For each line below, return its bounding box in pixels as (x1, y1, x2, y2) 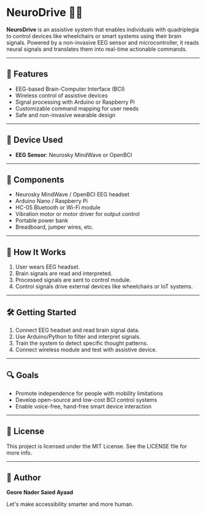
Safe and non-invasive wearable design (15, 111, 116, 118)
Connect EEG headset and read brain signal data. (15, 326, 140, 334)
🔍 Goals (6, 370, 39, 381)
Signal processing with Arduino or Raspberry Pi (15, 98, 135, 105)
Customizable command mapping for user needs (15, 104, 139, 112)
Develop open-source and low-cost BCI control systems (15, 396, 158, 404)
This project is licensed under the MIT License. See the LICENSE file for (6, 442, 188, 450)
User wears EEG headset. (15, 263, 80, 270)
